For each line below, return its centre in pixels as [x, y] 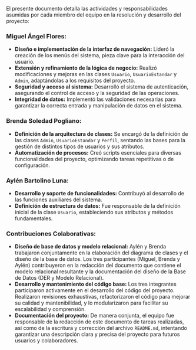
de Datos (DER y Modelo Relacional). [59, 278]
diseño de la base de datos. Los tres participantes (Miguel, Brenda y [97, 259]
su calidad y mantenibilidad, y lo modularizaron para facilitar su [91, 303]
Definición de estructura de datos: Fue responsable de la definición [97, 205]
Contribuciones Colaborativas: [51, 234]
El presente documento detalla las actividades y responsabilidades [87, 9]
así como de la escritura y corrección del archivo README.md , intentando [101, 328]
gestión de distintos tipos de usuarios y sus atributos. [79, 146]
